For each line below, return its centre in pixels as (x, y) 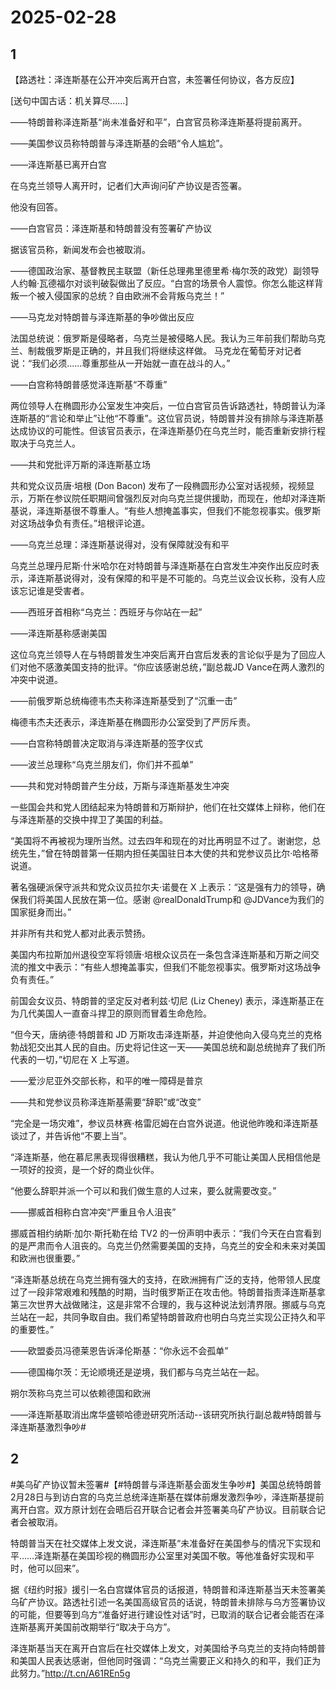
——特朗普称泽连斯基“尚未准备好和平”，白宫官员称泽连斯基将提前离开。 (159, 122)
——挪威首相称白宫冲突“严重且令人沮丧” (93, 1212)
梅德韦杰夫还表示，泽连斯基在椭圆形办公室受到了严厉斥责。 (133, 722)
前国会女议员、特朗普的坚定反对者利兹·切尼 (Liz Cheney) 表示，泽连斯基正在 (167, 1000)
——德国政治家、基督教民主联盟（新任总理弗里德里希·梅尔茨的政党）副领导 (165, 270)
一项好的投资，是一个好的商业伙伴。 (85, 1169)
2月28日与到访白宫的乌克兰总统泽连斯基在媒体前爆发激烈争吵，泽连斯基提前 (167, 1497)
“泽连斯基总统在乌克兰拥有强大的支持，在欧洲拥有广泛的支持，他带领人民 (161, 1279)
